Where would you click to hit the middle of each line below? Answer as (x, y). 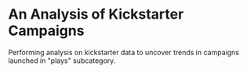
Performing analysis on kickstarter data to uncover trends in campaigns (123, 52)
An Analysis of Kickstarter (96, 14)
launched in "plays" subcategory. (62, 61)
